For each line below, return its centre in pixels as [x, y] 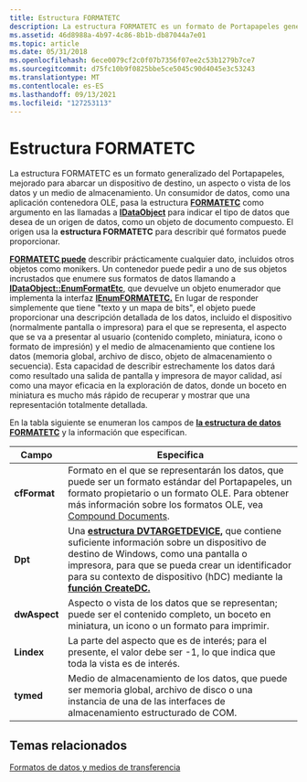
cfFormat [34, 493]
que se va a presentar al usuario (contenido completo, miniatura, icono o [146, 337]
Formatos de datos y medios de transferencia [95, 767]
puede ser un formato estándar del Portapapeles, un [180, 482]
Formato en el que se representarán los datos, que [176, 470]
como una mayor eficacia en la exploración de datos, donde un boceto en [148, 386]
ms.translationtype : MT [55, 78]
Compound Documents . [119, 516]
